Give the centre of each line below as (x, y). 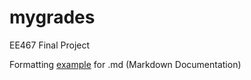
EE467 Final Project (50, 45)
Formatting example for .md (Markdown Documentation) (125, 64)
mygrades (52, 17)
